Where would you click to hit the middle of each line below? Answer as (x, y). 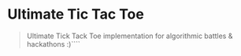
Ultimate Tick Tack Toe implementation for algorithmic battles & (130, 36)
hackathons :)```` (53, 44)
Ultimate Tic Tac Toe (76, 14)
